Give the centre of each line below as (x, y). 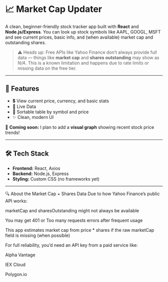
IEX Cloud (15, 264)
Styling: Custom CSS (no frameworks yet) (56, 179)
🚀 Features (22, 89)
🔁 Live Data (24, 106)
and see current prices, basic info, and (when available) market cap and (79, 37)
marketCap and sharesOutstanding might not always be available (72, 210)
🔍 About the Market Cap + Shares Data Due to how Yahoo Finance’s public (82, 194)
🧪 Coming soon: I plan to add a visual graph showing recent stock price (80, 127)
